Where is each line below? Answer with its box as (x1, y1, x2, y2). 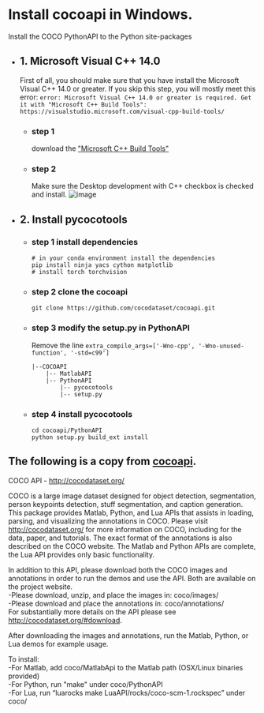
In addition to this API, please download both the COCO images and (8, 565, 228, 574)
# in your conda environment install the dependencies (31, 254, 215, 262)
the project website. (8, 582, 73, 591)
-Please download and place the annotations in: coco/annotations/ (8, 599, 225, 608)
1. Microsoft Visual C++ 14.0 (19, 54, 161, 68)
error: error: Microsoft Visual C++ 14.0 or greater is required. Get (19, 92, 252, 102)
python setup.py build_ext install (31, 433, 148, 441)
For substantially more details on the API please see (8, 606, 177, 617)
